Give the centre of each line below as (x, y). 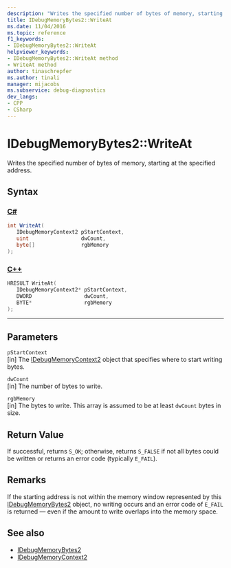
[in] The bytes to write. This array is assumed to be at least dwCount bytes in (114, 406)
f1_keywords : (26, 39)
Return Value (35, 435)
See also (26, 533)
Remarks (27, 480)
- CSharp (20, 110)
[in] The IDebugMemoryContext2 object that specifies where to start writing (115, 360)
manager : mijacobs (33, 84)
